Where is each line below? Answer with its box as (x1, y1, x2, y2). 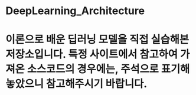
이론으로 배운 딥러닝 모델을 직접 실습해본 (5, 33, 190, 47)
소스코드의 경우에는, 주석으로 (27, 63, 159, 76)
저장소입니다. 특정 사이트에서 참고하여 (5, 48, 178, 61)
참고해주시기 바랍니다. (45, 77, 148, 91)
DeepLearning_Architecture (5, 4, 145, 18)
